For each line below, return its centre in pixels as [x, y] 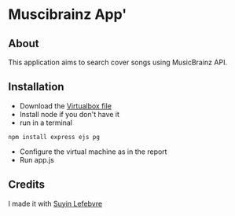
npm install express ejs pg [54, 137]
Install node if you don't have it [70, 114]
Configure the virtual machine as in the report [93, 152]
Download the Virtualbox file [66, 106]
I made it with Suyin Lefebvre [55, 203]
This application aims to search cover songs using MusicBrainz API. [118, 62]
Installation [36, 87]
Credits [27, 185]
